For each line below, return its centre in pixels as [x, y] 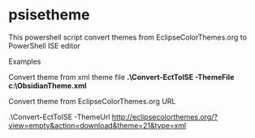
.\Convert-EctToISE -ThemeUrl [59, 117]
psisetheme [49, 15]
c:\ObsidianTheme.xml [48, 86]
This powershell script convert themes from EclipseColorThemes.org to [128, 37]
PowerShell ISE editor [45, 45]
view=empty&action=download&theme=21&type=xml [97, 125]
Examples [25, 61]
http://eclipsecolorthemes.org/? [164, 117]
